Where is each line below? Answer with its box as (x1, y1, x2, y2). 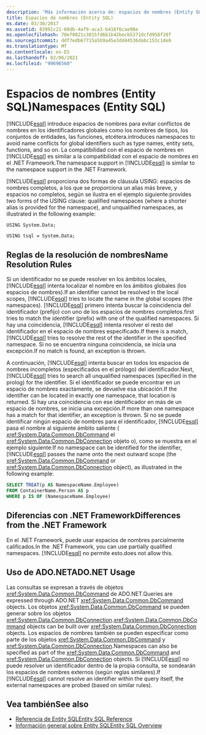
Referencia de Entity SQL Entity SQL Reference (15, 715, 133, 723)
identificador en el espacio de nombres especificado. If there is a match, (6, 328, 188, 335)
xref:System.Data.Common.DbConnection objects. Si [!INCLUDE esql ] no (6, 655, 189, 663)
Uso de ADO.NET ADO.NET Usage (6, 567, 135, 578)
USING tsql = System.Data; (6, 233, 75, 239)
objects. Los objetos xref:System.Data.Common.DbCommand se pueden (6, 603, 190, 610)
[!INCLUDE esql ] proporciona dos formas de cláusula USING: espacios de (6, 177, 191, 185)
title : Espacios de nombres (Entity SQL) (6, 15, 114, 21)
